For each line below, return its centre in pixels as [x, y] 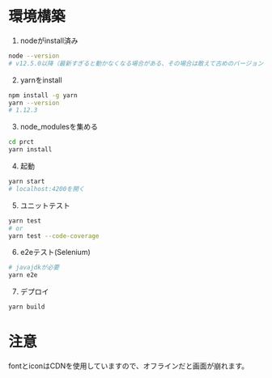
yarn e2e [23, 275]
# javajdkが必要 [34, 268]
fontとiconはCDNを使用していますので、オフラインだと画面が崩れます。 [129, 366]
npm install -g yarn [43, 95]
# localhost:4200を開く [47, 189]
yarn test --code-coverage [54, 236]
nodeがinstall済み [49, 40]
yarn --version [34, 103]
